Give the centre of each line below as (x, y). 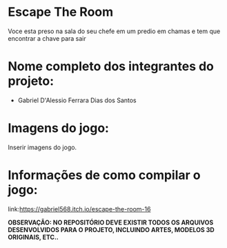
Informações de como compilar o (104, 175)
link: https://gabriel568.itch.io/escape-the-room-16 (79, 209)
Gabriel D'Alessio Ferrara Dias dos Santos (77, 100)
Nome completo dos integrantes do (111, 67)
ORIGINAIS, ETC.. (33, 237)
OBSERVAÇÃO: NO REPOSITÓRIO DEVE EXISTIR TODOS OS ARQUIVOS (111, 222)
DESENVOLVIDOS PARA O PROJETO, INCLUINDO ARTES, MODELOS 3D (111, 229)
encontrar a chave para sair (47, 38)
